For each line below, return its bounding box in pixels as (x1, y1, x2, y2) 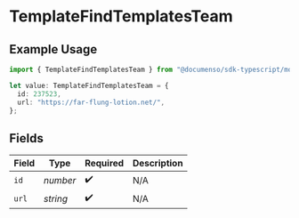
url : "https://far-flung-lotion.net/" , (17, 98, 166, 107)
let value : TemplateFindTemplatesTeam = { (9, 81, 169, 90)
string (43, 192, 69, 205)
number (43, 174, 77, 186)
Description (132, 157, 184, 170)
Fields (9, 131, 44, 146)
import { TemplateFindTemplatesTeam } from (9, 65, 174, 74)
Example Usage (9, 42, 98, 57)
